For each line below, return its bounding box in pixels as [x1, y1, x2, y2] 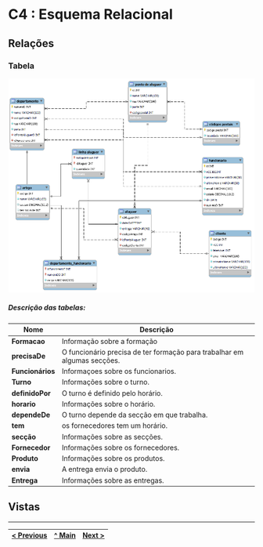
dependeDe [11, 410, 51, 420]
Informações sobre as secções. [61, 432, 163, 441]
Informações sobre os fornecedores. [61, 443, 180, 452]
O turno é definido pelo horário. [61, 388, 163, 397]
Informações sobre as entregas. [61, 476, 164, 485]
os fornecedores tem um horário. [61, 421, 168, 430]
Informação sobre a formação [61, 336, 158, 346]
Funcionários [11, 367, 56, 376]
